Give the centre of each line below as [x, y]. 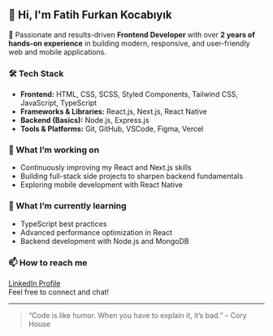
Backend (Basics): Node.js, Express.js [84, 120]
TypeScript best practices [63, 224]
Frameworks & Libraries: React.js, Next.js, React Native [113, 111]
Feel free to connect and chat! [59, 292]
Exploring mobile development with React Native [101, 185]
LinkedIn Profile [35, 283]
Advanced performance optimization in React [96, 232]
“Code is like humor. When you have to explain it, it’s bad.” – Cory [137, 315]
